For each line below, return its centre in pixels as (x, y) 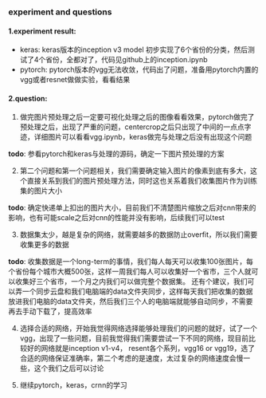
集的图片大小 (41, 191)
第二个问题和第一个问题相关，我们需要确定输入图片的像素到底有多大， (135, 171)
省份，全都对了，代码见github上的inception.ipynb (126, 60)
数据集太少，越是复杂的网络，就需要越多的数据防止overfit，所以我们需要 (139, 234)
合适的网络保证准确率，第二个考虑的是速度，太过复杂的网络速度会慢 (131, 358)
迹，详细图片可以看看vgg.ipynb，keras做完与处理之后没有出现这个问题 (136, 137)
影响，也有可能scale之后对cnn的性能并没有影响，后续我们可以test (117, 218)
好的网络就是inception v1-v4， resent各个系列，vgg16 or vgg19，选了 (141, 349)
